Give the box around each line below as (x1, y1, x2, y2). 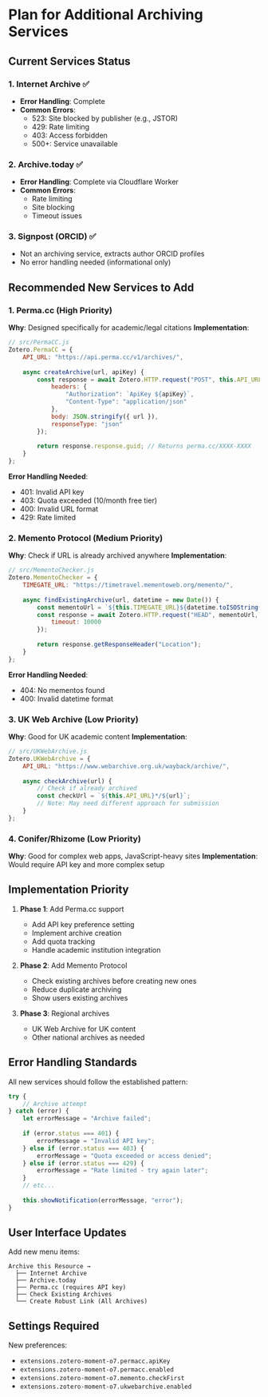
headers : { (50, 383, 88, 391)
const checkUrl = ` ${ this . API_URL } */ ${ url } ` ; (37, 792, 191, 800)
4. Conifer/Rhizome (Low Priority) (8, 833, 141, 844)
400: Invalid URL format (19, 504, 98, 514)
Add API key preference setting (31, 919, 135, 929)
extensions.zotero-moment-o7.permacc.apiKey (19, 1357, 171, 1366)
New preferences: (8, 1340, 68, 1350)
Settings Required (8, 1319, 100, 1332)
